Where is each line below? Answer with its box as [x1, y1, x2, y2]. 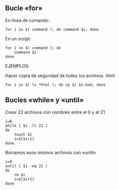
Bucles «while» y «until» [5, 96, 84, 104]
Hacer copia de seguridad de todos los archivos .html [5, 72, 115, 78]
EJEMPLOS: [5, 62, 30, 69]
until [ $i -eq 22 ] [5, 163, 48, 168]
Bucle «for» [5, 4, 43, 12]
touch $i [14, 132, 32, 137]
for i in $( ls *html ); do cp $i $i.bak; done [5, 82, 106, 87]
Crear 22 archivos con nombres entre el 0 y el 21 [5, 109, 106, 115]
